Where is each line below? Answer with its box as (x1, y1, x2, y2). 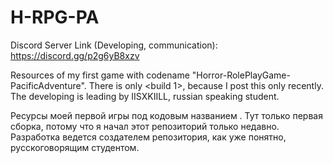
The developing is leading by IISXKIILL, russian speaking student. (10, 90, 280, 102)
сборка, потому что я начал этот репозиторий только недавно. (10, 120, 280, 132)
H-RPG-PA (10, 6, 100, 29)
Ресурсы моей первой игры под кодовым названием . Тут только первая (10, 109, 323, 121)
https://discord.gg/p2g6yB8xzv (10, 49, 140, 61)
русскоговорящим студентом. (10, 141, 140, 153)
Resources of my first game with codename (10, 69, 190, 81)
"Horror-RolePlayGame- (191, 69, 291, 81)
